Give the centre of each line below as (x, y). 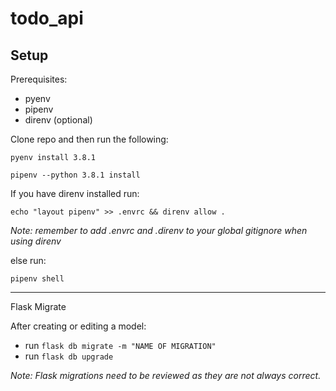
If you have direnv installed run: (75, 193)
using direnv (36, 241)
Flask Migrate (38, 306)
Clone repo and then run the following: (89, 139)
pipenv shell (37, 279)
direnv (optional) (58, 120)
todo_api (47, 18)
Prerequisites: (39, 79)
